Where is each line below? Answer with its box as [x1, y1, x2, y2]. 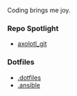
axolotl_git [17, 40, 48, 48]
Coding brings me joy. [7, 6, 71, 14]
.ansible [17, 80, 41, 89]
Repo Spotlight [7, 23, 59, 33]
